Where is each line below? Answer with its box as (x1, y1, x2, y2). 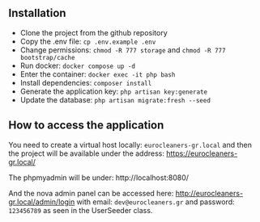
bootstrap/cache (19, 53, 75, 61)
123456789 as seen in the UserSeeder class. (8, 205, 153, 215)
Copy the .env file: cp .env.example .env (19, 36, 156, 46)
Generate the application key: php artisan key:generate (19, 86, 208, 96)
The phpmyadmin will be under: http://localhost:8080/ (8, 173, 189, 182)
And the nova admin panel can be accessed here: (8, 188, 174, 198)
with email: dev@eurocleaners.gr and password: (76, 197, 235, 207)
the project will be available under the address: (8, 149, 164, 158)
